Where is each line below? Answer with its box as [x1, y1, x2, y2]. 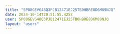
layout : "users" [5, 21, 39, 26]
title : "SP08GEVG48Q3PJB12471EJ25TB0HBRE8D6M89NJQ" [5, 7, 115, 12]
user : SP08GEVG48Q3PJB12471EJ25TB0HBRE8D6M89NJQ [5, 16, 109, 21]
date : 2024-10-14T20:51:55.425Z [5, 12, 73, 17]
